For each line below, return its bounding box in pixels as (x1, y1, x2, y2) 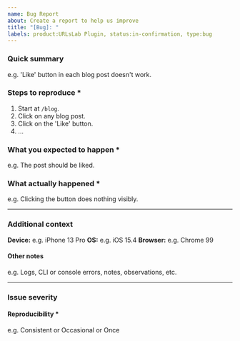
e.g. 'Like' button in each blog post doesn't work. (7, 70, 152, 78)
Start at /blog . (17, 104, 59, 113)
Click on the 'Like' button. (17, 119, 94, 128)
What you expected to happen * (7, 144, 120, 154)
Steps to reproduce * (7, 88, 81, 98)
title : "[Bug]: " (7, 24, 59, 31)
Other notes (7, 252, 44, 260)
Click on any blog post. (17, 111, 86, 120)
